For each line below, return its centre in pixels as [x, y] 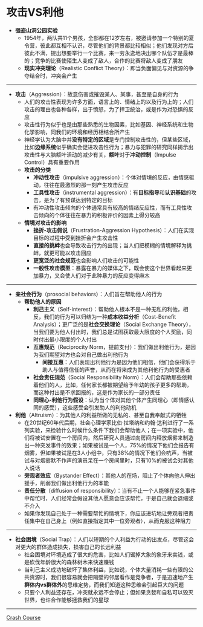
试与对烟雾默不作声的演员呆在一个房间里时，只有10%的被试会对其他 [109, 460]
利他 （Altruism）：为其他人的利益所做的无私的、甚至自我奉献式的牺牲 [101, 415]
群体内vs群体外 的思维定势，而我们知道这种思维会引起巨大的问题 [104, 585]
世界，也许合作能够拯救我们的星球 [66, 600]
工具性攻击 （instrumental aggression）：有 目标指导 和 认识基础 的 [112, 192]
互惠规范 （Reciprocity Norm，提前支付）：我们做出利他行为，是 [112, 347]
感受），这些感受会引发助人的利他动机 [90, 407]
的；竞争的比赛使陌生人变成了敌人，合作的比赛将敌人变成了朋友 [103, 60]
